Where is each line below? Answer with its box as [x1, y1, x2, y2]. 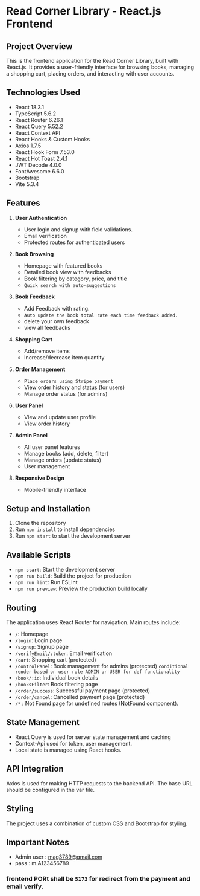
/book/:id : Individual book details [14, 674, 98, 682]
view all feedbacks [23, 324, 71, 331]
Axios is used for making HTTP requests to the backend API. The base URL [6, 779, 193, 787]
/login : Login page [14, 637, 63, 644]
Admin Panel [14, 431, 48, 439]
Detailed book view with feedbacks [23, 268, 111, 276]
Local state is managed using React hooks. [14, 746, 122, 753]
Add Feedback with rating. [23, 305, 90, 312]
